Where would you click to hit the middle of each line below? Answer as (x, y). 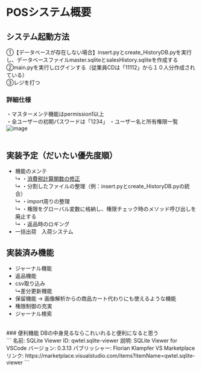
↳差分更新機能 (33, 291)
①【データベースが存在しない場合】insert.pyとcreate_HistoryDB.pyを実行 (99, 52)
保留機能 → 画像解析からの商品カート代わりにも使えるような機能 (96, 298)
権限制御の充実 (33, 306)
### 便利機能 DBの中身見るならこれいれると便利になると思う (82, 333)
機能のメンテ (31, 171)
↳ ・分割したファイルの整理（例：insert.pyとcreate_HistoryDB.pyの (100, 186)
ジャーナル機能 (33, 268)
